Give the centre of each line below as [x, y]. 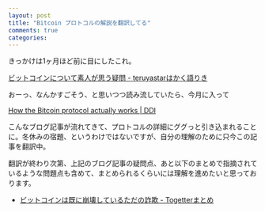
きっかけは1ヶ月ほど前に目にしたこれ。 [72, 61]
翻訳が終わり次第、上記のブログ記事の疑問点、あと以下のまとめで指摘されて [133, 164]
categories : [28, 38]
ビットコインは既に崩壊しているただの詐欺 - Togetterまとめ [117, 200]
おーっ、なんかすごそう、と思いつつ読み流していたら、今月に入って [119, 95]
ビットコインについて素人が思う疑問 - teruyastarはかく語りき [108, 78]
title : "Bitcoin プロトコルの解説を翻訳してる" [79, 23]
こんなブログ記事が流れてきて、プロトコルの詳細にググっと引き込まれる [126, 127]
